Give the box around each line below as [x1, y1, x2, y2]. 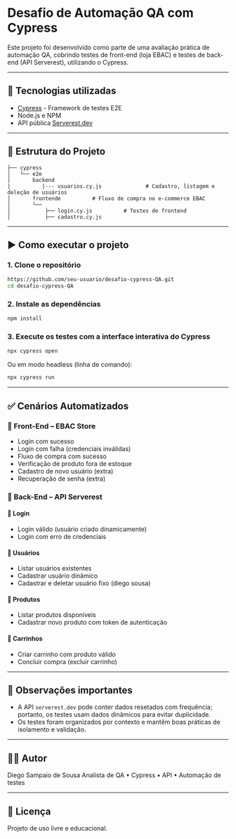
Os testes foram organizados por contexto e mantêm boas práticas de [17, 718, 221, 727]
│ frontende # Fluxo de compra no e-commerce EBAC [7, 195, 206, 202]
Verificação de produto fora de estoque [17, 459, 132, 468]
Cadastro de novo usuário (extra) [17, 467, 114, 475]
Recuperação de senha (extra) [17, 474, 106, 483]
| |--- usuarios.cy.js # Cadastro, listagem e [7, 183, 216, 190]
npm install [7, 315, 42, 323]
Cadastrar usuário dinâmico [17, 571, 98, 580]
